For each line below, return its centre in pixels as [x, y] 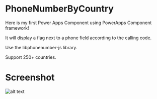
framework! [17, 28]
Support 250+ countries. [31, 57]
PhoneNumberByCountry [60, 9]
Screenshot [30, 78]
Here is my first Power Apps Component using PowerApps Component [78, 23]
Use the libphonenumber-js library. [41, 47]
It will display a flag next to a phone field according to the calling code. [78, 38]
